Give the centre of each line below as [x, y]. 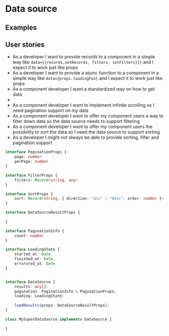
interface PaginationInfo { [35, 231]
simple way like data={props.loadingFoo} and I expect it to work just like [88, 78]
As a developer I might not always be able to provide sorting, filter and [86, 138]
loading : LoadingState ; [39, 296]
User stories [25, 44]
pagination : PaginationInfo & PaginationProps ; [65, 291]
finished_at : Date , [35, 259]
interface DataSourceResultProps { [43, 213]
